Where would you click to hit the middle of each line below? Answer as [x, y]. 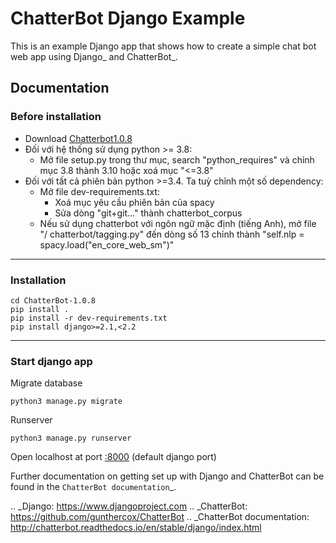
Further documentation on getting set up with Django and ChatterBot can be [167, 476]
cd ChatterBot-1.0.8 [53, 300]
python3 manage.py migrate [66, 402]
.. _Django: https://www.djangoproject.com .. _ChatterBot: [129, 506]
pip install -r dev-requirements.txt [89, 318]
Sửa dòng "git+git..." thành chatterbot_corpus [148, 213]
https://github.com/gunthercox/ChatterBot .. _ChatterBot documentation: [160, 517]
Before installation [56, 117]
